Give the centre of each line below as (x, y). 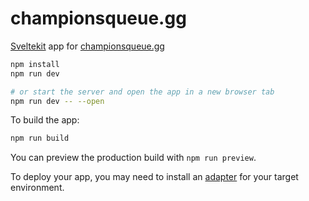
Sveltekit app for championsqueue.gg (87, 46)
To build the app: (45, 120)
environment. (37, 188)
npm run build (40, 138)
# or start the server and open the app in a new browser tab (142, 92)
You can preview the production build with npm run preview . (133, 158)
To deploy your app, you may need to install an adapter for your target (154, 177)
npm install (35, 64)
